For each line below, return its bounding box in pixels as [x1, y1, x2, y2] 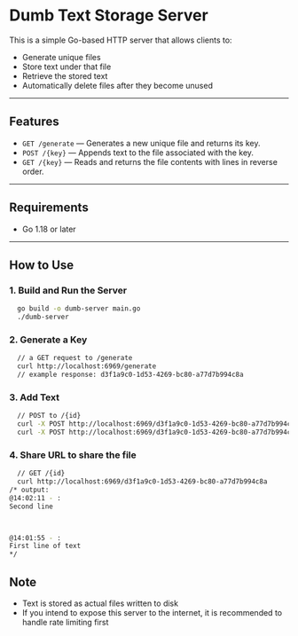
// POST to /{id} [17, 412, 82, 420]
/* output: [9, 485, 50, 494]
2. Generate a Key [9, 334, 88, 346]
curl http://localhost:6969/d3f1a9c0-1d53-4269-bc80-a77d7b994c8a [17, 477, 268, 486]
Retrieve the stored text [21, 70, 108, 81]
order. [21, 166, 44, 177]
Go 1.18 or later [21, 224, 77, 234]
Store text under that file [21, 61, 112, 72]
